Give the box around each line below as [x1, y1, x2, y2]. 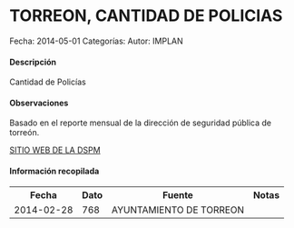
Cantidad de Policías [9, 76, 86, 87]
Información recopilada [9, 165, 100, 176]
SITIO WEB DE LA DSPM [9, 144, 102, 155]
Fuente [162, 188, 193, 201]
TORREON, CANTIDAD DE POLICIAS [9, 5, 283, 26]
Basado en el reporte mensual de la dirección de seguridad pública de [9, 117, 272, 128]
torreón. [9, 127, 40, 138]
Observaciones [9, 97, 69, 108]
